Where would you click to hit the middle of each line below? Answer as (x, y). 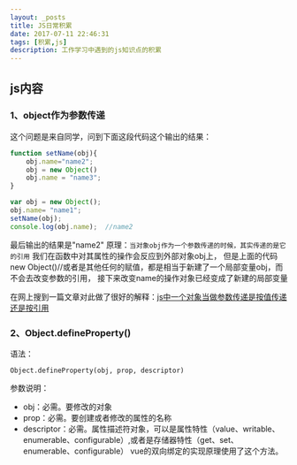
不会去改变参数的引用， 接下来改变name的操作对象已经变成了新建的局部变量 (149, 278)
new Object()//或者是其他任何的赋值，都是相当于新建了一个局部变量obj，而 (147, 267)
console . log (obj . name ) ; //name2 (72, 226)
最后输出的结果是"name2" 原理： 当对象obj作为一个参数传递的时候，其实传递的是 (145, 245)
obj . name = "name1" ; (46, 210)
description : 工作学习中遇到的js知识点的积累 (86, 50)
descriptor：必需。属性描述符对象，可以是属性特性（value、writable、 (151, 429)
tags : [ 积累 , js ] (38, 42)
